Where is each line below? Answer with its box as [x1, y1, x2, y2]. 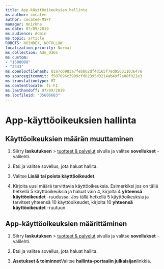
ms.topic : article [5, 36, 44, 41]
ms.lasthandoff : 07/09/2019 [5, 87, 65, 93]
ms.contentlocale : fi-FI [5, 83, 58, 88]
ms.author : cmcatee [5, 12, 47, 17]
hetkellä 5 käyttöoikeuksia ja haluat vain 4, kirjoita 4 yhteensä [12, 189, 143, 195]
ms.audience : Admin [5, 31, 47, 36]
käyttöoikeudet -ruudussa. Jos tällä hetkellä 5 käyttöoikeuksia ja [12, 194, 149, 200]
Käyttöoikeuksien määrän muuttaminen [5, 134, 134, 143]
